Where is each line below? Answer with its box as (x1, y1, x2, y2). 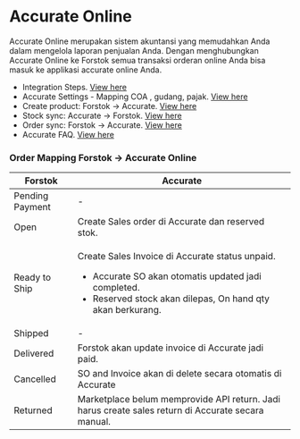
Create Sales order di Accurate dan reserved (77, 215, 265, 228)
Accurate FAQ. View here (21, 129, 114, 139)
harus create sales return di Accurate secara (77, 404, 264, 417)
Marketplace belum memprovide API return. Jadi (77, 393, 281, 406)
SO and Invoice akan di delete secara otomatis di (77, 367, 282, 380)
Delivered (13, 347, 54, 359)
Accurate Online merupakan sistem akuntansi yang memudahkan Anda (9, 36, 271, 46)
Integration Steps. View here (21, 81, 128, 92)
